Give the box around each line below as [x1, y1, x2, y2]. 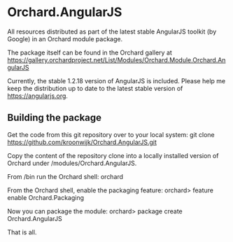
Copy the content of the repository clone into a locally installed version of [7, 151, 219, 159]
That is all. [7, 228, 37, 236]
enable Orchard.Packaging [7, 193, 85, 201]
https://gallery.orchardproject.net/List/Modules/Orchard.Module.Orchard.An [7, 55, 226, 64]
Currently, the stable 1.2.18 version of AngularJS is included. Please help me [7, 76, 226, 85]
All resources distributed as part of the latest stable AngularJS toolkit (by [7, 27, 217, 36]
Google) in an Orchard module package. [7, 34, 123, 43]
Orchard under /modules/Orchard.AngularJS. [7, 159, 137, 167]
